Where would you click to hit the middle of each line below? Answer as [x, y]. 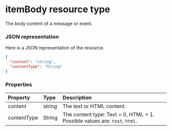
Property [19, 98]
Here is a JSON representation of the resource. [55, 48]
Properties [19, 84]
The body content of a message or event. [49, 23]
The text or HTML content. [94, 107]
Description [77, 98]
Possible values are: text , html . [100, 121]
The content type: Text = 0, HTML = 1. [109, 115]
